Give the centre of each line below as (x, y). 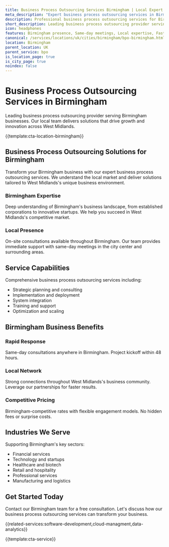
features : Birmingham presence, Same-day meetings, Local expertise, (80, 33)
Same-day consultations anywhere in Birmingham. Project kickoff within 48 (83, 352)
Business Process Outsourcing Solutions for (76, 152)
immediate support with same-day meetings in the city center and (73, 247)
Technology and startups (38, 459)
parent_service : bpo (27, 52)
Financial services (31, 454)
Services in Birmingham (56, 102)
